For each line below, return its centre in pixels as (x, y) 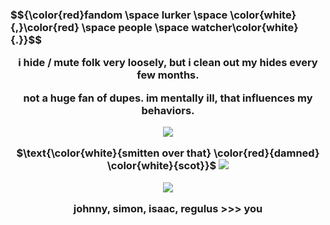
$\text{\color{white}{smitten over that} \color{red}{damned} (168, 153)
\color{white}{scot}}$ (161, 166)
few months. (168, 75)
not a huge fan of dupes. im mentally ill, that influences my (168, 98)
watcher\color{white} (245, 27)
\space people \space (135, 27)
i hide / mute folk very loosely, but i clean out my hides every (168, 63)
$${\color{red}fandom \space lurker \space (119, 15)
